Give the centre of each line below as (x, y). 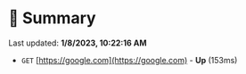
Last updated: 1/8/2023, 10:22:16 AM (78, 43)
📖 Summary (52, 18)
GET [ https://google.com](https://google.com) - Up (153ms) (129, 60)
